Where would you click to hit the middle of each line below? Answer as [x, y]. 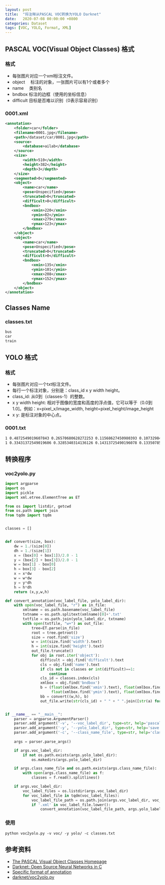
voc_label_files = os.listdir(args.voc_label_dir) [76, 791]
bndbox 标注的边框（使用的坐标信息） [51, 94]
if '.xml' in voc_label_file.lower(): [71, 805]
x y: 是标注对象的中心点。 [38, 415]
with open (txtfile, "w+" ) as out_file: [64, 623]
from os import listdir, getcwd [38, 506]
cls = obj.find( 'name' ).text [70, 665]
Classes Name [28, 308]
